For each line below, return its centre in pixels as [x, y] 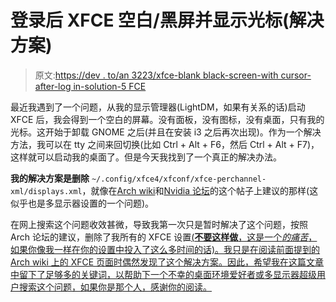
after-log [53, 86]
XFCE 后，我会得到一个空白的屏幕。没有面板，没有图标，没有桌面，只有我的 [167, 119]
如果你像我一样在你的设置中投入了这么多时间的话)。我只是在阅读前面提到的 [165, 249]
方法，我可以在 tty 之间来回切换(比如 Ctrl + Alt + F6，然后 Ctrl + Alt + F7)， [165, 144]
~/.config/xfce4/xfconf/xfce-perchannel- [179, 179]
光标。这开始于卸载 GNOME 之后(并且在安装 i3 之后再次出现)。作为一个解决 [166, 132]
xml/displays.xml [46, 191]
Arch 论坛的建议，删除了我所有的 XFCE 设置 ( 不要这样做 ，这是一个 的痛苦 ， [164, 237]
